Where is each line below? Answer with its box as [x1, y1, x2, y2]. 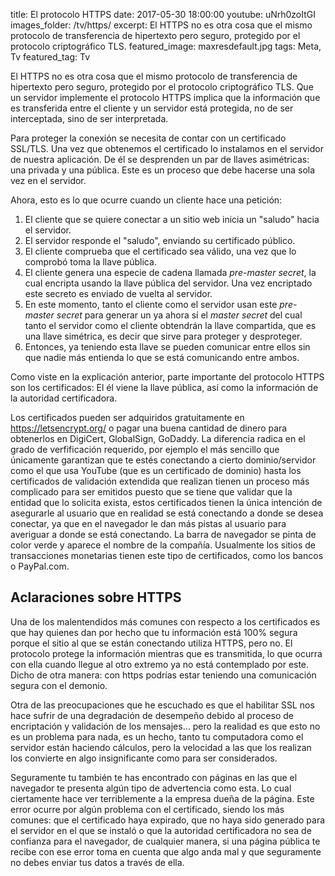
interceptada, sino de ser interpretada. [10, 113, 169, 124]
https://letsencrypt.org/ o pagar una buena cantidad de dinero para [10, 422, 288, 434]
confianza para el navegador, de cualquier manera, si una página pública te [10, 835, 321, 847]
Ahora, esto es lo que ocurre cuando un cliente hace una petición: [10, 194, 283, 206]
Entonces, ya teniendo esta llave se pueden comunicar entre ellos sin [24, 341, 311, 353]
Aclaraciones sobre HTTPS [10, 589, 182, 606]
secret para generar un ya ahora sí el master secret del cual [56, 309, 303, 321]
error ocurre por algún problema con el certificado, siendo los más [10, 803, 285, 815]
